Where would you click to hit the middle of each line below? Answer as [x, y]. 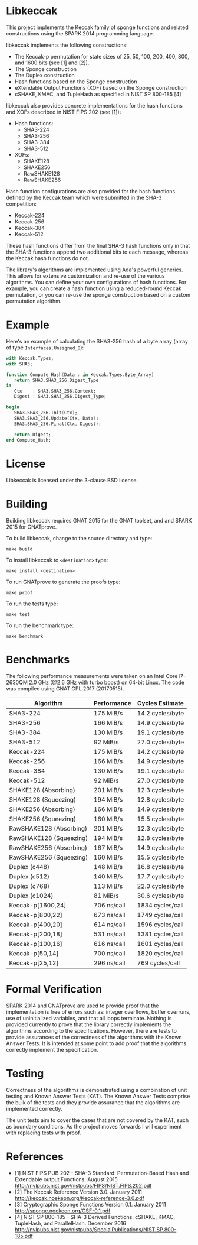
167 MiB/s [108, 848]
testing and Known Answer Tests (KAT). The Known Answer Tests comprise [98, 1096]
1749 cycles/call [160, 915]
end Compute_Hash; [29, 440]
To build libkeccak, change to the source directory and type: [79, 538]
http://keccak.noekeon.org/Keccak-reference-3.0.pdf [79, 1198]
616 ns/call [109, 944]
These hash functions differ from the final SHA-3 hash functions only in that [98, 245]
